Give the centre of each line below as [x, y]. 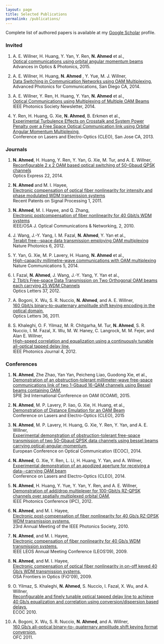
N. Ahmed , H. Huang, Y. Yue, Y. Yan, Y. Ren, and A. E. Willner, [75, 486]
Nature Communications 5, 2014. [46, 266]
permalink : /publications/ [33, 19]
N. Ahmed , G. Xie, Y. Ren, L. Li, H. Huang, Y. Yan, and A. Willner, [77, 461]
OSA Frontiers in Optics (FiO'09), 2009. [52, 577]
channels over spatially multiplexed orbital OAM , [61, 496]
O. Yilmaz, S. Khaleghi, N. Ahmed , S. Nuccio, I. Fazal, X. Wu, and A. [81, 586]
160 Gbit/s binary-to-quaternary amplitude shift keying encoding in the [84, 305]
